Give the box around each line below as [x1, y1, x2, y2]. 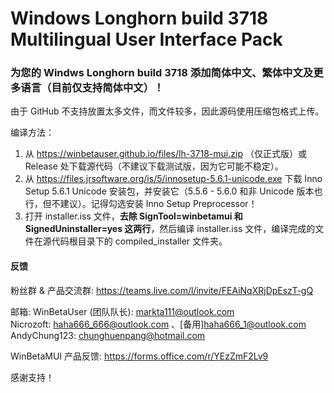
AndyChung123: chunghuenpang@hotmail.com [10, 329, 206, 341]
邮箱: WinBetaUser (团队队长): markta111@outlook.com [10, 305, 235, 317]
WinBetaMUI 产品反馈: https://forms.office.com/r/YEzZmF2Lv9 [10, 350, 269, 362]
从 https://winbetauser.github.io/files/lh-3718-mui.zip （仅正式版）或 [24, 148, 307, 160]
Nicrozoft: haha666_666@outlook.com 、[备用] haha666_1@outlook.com [10, 318, 307, 330]
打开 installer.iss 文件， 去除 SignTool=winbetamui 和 [24, 210, 243, 222]
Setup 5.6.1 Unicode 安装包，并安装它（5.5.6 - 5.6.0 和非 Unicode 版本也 [24, 185, 323, 197]
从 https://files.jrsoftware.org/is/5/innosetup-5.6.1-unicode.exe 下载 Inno [24, 173, 323, 185]
